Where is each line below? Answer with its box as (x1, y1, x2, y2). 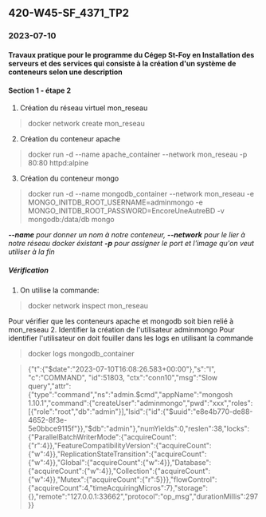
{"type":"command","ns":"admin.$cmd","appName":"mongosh (27, 390, 233, 400)
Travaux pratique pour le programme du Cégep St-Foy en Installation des (8, 50, 255, 59)
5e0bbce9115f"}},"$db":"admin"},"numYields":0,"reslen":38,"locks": (27, 424, 250, 434)
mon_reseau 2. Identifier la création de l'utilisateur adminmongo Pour (8, 325, 235, 335)
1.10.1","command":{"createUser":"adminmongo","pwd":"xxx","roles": (27, 399, 253, 408)
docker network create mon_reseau (27, 119, 145, 129)
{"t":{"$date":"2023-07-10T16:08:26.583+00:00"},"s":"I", (27, 364, 217, 374)
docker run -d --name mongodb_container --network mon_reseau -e (27, 189, 255, 199)
